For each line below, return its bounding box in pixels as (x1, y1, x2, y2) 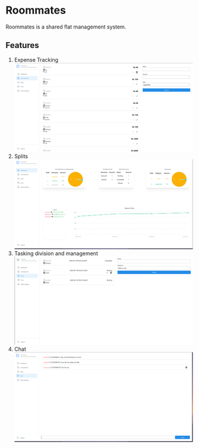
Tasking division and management (14, 250, 99, 257)
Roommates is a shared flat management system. (5, 23, 127, 30)
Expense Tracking (14, 56, 59, 63)
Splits (14, 152, 28, 160)
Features (5, 40, 39, 50)
